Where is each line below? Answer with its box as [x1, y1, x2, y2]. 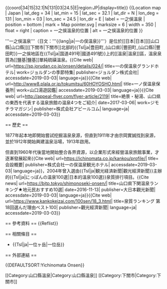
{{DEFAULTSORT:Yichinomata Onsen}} [5, 262, 85, 268]
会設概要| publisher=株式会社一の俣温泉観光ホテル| [5, 162, 110, 167]
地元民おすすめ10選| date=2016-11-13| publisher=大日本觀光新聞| [22, 187, 156, 192]
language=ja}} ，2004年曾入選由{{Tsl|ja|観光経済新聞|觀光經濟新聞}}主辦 [13, 168, 162, 174]
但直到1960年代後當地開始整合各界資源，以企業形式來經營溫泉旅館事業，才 [5, 149, 160, 155]
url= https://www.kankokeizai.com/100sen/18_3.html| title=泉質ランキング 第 [5, 198, 161, 204]
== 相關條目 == [5, 231, 37, 237]
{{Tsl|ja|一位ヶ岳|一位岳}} [12, 242, 65, 247]
